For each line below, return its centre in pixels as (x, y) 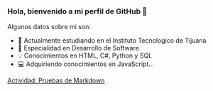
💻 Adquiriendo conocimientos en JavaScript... (86, 64)
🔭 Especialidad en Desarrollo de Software (78, 48)
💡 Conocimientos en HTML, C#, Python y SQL (85, 55)
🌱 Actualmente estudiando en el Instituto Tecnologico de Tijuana (112, 41)
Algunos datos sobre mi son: (49, 27)
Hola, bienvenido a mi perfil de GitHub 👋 (77, 11)
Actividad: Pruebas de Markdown (56, 80)
